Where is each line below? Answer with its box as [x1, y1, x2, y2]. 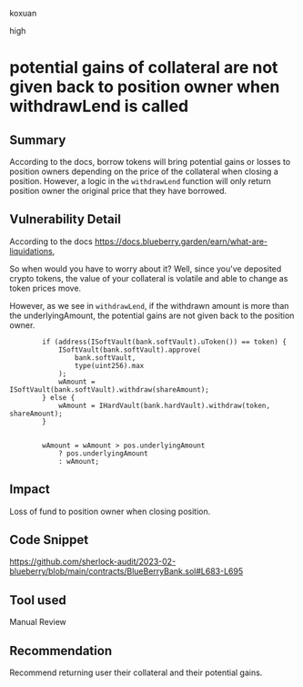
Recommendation [9, 642, 112, 659]
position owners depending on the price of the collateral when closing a [9, 166, 279, 177]
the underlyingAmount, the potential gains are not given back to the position [9, 310, 295, 321]
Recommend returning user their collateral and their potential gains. [9, 667, 263, 678]
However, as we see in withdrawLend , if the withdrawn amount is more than [9, 300, 289, 311]
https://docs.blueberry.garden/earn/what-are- [94, 236, 268, 247]
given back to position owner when [9, 77, 280, 97]
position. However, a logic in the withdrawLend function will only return [9, 176, 271, 186]
